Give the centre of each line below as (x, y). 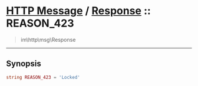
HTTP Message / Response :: (79, 11)
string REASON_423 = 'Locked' (43, 77)
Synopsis (24, 64)
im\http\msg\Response (48, 39)
